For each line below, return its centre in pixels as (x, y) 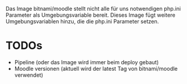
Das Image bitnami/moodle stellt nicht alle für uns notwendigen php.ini (93, 9)
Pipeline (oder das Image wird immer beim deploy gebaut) (87, 62)
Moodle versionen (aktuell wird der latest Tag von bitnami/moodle (96, 68)
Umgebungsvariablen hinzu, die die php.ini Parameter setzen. (82, 21)
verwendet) (29, 75)
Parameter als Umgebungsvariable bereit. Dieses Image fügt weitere (90, 15)
